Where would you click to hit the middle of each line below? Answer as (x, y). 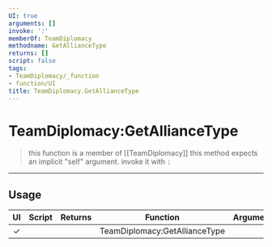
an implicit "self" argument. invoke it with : (100, 161)
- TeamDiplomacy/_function (54, 76)
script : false (32, 61)
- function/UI (32, 83)
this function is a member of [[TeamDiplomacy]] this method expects (143, 153)
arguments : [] (32, 23)
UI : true (23, 16)
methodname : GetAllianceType (57, 46)
